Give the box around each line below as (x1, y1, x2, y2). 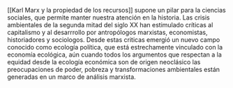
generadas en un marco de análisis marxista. (7, 73, 136, 81)
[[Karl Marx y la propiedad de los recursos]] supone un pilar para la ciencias (7, 6, 227, 14)
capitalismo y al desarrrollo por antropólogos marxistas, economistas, (7, 28, 208, 36)
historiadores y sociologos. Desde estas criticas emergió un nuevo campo (7, 36, 220, 44)
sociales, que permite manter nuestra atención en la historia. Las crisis (7, 13, 211, 22)
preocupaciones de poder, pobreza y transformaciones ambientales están (7, 66, 220, 73)
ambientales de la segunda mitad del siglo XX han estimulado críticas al (7, 21, 213, 29)
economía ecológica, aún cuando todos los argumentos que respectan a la (7, 50, 222, 59)
